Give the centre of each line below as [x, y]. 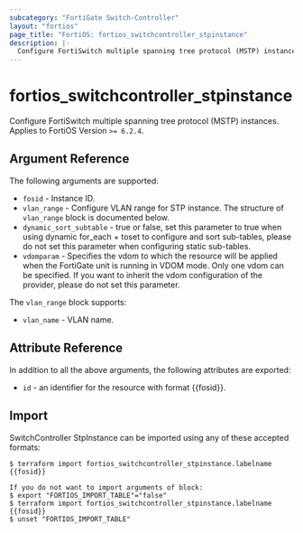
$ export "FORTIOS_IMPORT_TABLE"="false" [88, 495]
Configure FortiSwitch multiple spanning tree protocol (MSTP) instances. [144, 121]
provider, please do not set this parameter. [101, 285]
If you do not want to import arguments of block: [106, 487]
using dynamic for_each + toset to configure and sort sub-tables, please [156, 237]
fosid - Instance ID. [59, 198]
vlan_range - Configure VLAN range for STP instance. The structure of [153, 208]
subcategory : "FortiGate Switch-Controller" [94, 18]
